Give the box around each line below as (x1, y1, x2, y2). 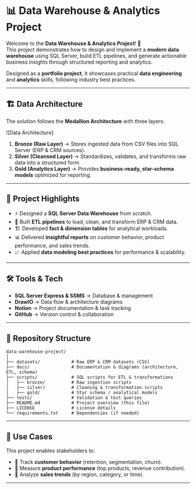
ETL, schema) (6, 369, 38, 376)
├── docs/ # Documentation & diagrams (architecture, (6, 364, 179, 370)
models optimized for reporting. (14, 171, 92, 178)
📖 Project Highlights (6, 194, 80, 204)
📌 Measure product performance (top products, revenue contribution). (14, 465, 185, 471)
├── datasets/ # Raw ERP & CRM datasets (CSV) (6, 359, 150, 365)
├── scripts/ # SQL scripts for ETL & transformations (6, 374, 174, 380)
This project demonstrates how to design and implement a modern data (6, 46, 179, 53)
